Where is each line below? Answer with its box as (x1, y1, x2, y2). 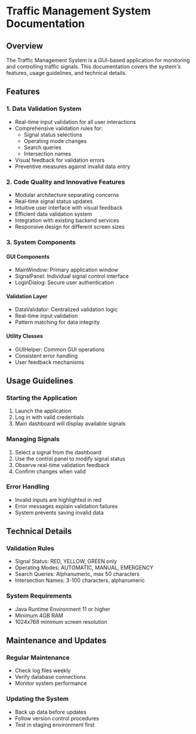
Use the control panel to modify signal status (14, 455, 125, 462)
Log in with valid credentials (14, 414, 84, 421)
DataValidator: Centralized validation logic (14, 306, 118, 313)
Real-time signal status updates (14, 198, 93, 205)
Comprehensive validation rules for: (14, 125, 103, 132)
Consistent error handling (14, 352, 78, 359)
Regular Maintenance (6, 654, 70, 662)
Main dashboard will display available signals (14, 420, 126, 427)
